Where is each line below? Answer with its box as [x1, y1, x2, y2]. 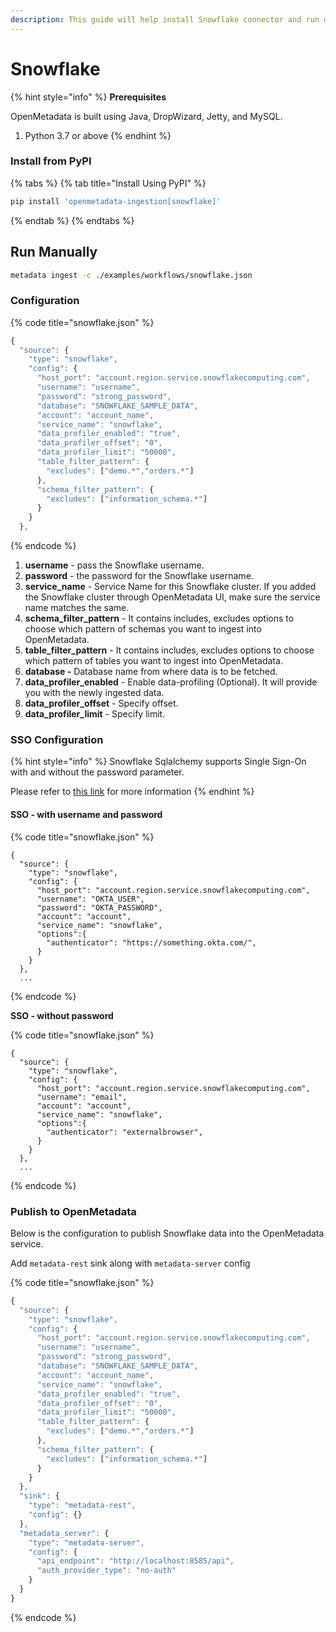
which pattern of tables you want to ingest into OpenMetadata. [24, 655, 283, 667]
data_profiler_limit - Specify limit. [24, 708, 166, 720]
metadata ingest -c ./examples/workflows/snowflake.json [10, 270, 253, 280]
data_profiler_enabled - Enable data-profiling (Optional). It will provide [24, 676, 318, 688]
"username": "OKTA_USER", [36, 894, 145, 904]
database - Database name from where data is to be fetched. [24, 666, 278, 678]
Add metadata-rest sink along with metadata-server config [10, 1257, 251, 1269]
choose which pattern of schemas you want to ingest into [24, 623, 262, 635]
